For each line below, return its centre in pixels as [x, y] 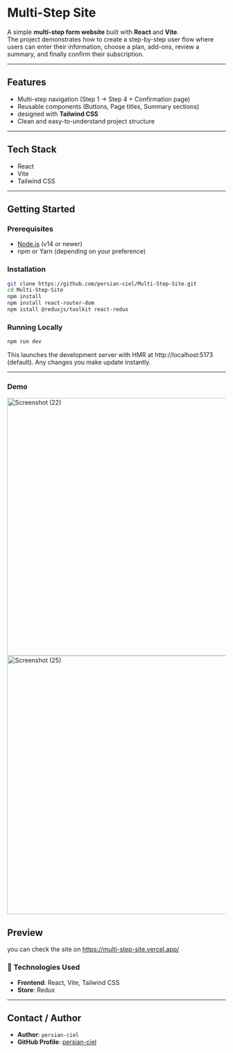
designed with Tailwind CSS [58, 114]
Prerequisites [30, 229]
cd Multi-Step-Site [35, 290]
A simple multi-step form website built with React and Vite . [93, 32]
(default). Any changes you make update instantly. [79, 363]
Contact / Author [44, 1018]
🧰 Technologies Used [44, 967]
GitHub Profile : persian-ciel [57, 1042]
